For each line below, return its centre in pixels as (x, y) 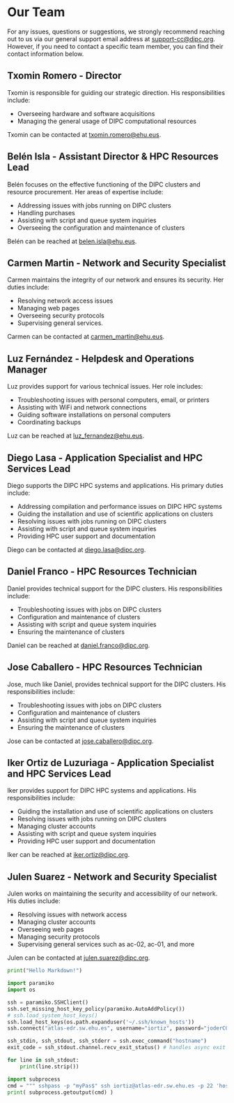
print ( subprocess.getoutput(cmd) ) (60, 1092)
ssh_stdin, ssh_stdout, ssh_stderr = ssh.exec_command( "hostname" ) (107, 1041)
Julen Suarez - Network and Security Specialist (112, 877)
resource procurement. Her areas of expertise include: (85, 192)
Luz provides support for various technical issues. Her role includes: (105, 387)
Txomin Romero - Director (64, 76)
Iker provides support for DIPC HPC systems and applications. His (102, 791)
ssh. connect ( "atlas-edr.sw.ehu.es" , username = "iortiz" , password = (106, 1028)
